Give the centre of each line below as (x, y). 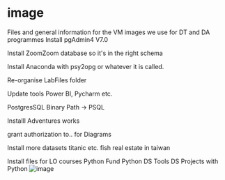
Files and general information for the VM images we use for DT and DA (109, 32)
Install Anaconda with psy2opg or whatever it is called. (86, 66)
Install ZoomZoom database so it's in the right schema (85, 53)
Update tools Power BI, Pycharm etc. (60, 93)
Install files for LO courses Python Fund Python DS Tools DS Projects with (113, 161)
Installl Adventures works (44, 121)
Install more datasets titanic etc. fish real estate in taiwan (89, 147)
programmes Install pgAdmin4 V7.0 (58, 39)
